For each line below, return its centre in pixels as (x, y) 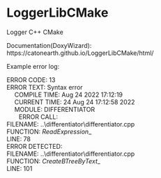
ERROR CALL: (39, 117)
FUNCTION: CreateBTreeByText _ (53, 161)
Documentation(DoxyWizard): (49, 45)
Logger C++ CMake (35, 32)
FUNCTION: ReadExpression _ (49, 131)
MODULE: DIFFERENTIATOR (55, 109)
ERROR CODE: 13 (31, 80)
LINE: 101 (20, 168)
